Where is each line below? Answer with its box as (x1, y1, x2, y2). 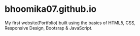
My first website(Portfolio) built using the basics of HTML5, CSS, (4, 20, 136, 26)
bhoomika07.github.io (4, 3, 97, 15)
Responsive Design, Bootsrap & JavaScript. (4, 25, 93, 31)
